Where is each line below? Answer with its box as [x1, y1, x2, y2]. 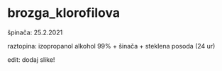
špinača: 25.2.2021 [7, 28, 63, 37]
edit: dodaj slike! [7, 55, 55, 64]
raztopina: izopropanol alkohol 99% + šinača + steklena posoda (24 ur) [7, 41, 216, 50]
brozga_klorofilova [7, 5, 121, 21]
